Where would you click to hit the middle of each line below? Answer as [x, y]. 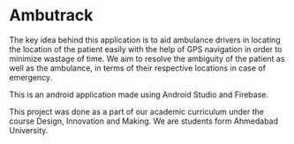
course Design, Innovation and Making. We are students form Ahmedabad [144, 121]
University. [29, 130]
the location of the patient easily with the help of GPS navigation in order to [146, 49]
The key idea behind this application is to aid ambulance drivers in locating [145, 40]
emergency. [31, 77]
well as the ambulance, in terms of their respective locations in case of [138, 68]
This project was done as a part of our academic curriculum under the [137, 111]
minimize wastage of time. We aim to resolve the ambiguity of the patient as [147, 58]
